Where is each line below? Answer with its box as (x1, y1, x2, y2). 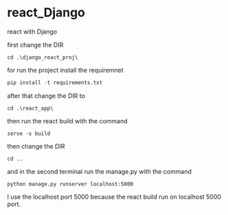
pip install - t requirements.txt (7, 79, 103, 86)
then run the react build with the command (7, 116, 128, 125)
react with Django (7, 27, 57, 36)
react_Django (7, 5, 86, 21)
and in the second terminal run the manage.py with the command (7, 167, 192, 175)
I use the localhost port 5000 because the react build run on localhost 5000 (7, 192, 222, 201)
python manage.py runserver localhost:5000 (7, 180, 134, 188)
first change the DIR (7, 40, 64, 49)
